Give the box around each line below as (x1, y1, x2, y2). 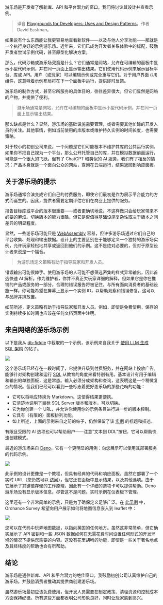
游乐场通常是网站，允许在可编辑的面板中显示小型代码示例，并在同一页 (16, 105, 158, 111)
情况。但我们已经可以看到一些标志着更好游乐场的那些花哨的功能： (13, 383, 146, 389)
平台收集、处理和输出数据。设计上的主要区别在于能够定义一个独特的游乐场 (5, 236, 154, 242)
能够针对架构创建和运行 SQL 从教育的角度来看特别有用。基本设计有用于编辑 (5, 371, 156, 377)
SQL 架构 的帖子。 (5, 345, 42, 352)
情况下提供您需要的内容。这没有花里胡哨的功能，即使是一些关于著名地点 (13, 537, 158, 543)
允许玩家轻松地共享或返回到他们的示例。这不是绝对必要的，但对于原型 (13, 243, 154, 248)
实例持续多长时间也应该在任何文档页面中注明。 (5, 310, 98, 316)
